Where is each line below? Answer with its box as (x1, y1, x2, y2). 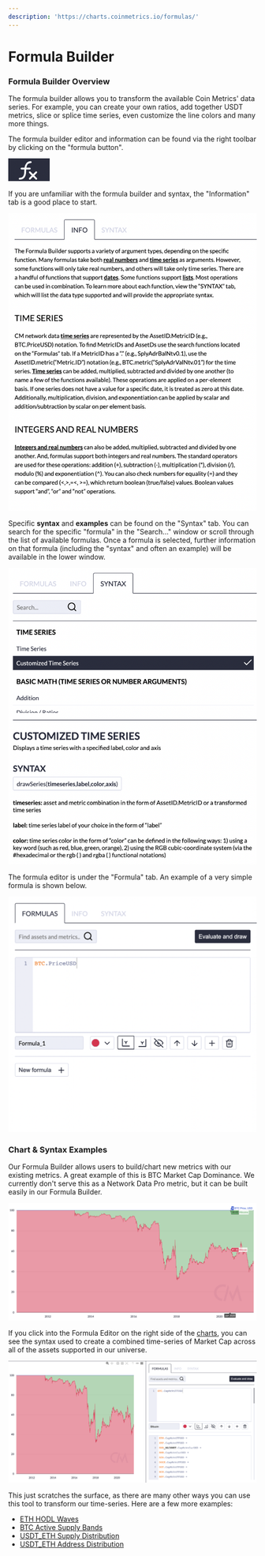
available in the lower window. (8, 553, 106, 562)
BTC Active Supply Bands (19, 1523, 103, 1532)
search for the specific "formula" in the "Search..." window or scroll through (8, 527, 255, 537)
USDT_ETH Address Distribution (19, 1539, 125, 1549)
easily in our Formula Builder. (8, 1187, 103, 1197)
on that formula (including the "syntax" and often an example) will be (8, 544, 232, 553)
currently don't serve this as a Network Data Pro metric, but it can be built (8, 1179, 248, 1188)
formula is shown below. (8, 880, 88, 890)
